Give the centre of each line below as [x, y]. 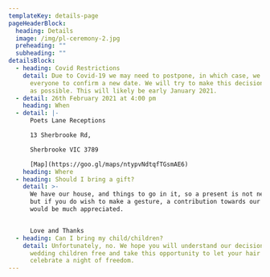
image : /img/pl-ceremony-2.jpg [68, 38]
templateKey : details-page [53, 16]
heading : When [46, 105]
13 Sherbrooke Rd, [60, 135]
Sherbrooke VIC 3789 [64, 150]
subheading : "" [41, 53]
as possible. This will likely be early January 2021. [123, 91]
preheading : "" [41, 46]
